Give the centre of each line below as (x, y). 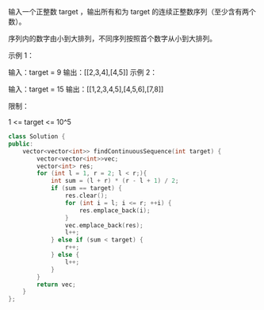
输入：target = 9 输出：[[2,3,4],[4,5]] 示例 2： (83, 72)
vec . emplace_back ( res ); (104, 225)
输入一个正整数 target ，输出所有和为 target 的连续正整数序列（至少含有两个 (132, 12)
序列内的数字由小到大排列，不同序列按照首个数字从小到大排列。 (112, 39)
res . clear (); (86, 196)
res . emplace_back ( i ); (115, 210)
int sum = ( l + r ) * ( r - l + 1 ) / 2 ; (115, 181)
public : (21, 144)
